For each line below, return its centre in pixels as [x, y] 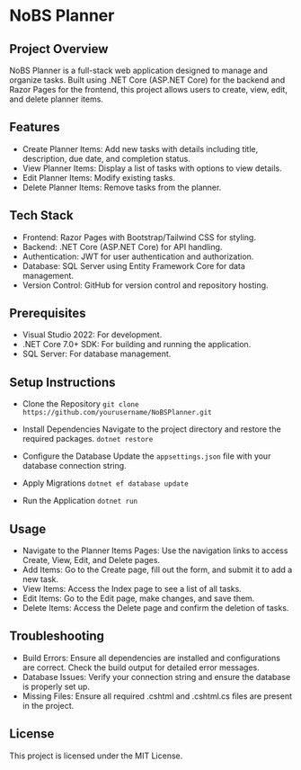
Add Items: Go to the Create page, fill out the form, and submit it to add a [157, 570]
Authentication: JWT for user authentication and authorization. [138, 256]
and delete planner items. [56, 99]
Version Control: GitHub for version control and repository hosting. [145, 285]
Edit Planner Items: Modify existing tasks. [99, 177]
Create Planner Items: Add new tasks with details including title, [140, 148]
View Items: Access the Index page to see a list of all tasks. [132, 589]
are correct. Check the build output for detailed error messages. [141, 667]
